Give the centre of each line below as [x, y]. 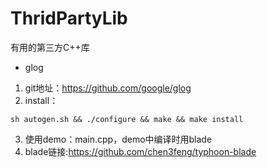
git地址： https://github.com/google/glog [108, 88]
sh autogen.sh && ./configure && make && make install [127, 119]
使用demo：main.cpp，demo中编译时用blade [118, 139]
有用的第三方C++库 [50, 47]
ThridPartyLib [69, 18]
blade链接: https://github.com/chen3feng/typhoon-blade [140, 151]
